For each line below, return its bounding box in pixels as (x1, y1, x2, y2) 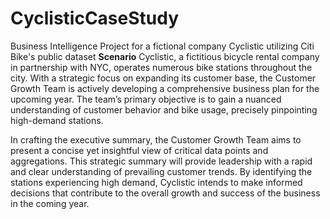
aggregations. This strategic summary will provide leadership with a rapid (10, 155, 313, 167)
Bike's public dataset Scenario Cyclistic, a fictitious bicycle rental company (10, 50, 320, 62)
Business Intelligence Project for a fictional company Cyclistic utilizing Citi (10, 40, 315, 52)
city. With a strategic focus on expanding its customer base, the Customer (10, 72, 317, 84)
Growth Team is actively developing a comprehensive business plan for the (10, 82, 320, 94)
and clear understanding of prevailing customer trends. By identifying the (10, 165, 313, 177)
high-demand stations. (10, 114, 104, 126)
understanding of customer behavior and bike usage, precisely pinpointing (10, 103, 318, 116)
